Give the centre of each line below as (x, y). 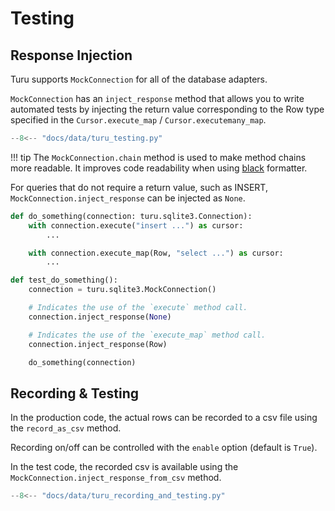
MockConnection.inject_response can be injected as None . (128, 198)
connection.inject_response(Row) (98, 344)
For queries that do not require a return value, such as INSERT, (139, 187)
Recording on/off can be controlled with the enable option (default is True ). (164, 448)
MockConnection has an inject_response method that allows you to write (157, 98)
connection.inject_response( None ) (100, 317)
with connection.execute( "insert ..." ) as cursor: (136, 225)
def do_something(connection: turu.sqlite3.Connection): (131, 216)
